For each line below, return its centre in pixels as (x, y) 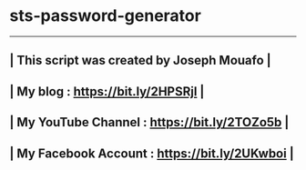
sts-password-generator (106, 16)
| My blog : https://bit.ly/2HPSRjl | (107, 91)
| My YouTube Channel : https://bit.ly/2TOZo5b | (149, 122)
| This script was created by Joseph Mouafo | (140, 60)
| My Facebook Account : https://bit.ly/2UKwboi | (152, 153)
